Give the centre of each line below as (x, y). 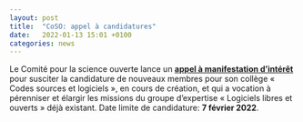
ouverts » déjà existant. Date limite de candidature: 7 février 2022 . (134, 108)
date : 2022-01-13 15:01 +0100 (71, 35)
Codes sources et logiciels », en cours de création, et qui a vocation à (140, 88)
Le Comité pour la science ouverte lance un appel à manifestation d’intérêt (151, 69)
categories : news (42, 43)
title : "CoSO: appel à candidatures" (83, 26)
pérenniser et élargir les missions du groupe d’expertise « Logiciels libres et (151, 98)
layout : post (34, 18)
